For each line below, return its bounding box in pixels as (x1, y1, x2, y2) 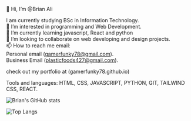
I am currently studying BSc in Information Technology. (6, 17, 139, 23)
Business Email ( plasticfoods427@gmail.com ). (6, 57, 119, 64)
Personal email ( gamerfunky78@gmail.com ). (6, 50, 114, 57)
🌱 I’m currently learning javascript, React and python (6, 29, 133, 36)
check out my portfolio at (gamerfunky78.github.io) (6, 68, 130, 75)
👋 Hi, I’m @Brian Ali (6, 6, 53, 12)
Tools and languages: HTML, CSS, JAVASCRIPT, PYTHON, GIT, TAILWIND (6, 79, 185, 86)
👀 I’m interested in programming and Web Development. (6, 23, 142, 30)
